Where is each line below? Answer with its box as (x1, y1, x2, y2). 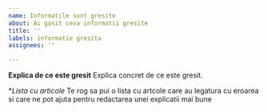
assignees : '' (8, 42, 56, 50)
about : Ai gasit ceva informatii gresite (8, 19, 149, 27)
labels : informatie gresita (8, 34, 102, 42)
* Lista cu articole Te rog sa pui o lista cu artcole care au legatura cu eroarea (8, 86, 260, 96)
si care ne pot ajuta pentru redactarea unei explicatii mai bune (8, 94, 212, 104)
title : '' (8, 26, 42, 34)
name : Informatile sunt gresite (8, 11, 116, 20)
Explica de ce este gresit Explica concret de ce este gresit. (8, 70, 204, 80)
